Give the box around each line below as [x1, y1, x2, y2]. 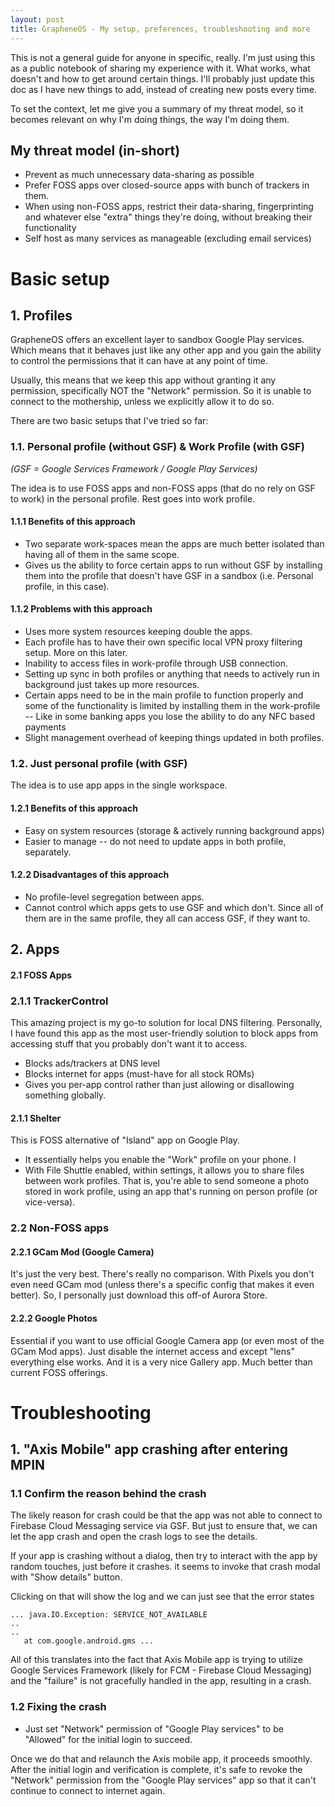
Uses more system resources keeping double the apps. [24, 626, 253, 638]
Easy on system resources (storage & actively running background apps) [24, 824, 325, 836]
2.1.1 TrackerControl [10, 994, 109, 1008]
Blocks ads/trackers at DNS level [24, 1057, 160, 1069]
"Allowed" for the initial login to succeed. [24, 1733, 193, 1745]
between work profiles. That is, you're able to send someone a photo [24, 1175, 310, 1187]
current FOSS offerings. [10, 1366, 108, 1378]
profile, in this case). [24, 580, 110, 592]
